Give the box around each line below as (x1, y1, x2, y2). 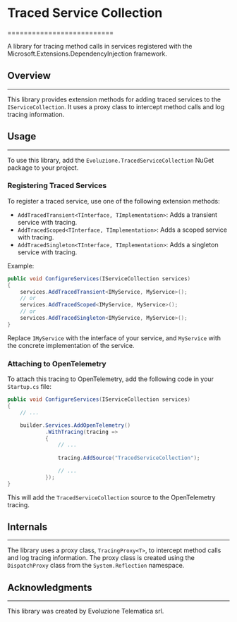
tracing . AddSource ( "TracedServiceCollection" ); (57, 454, 200, 462)
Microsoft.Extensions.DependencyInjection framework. (7, 49, 168, 58)
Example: (7, 261, 35, 270)
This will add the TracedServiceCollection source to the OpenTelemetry (7, 493, 216, 502)
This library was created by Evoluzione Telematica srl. (7, 607, 164, 616)
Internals (7, 521, 48, 533)
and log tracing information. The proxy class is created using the (7, 554, 195, 562)
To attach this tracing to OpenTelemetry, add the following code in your (7, 375, 214, 383)
